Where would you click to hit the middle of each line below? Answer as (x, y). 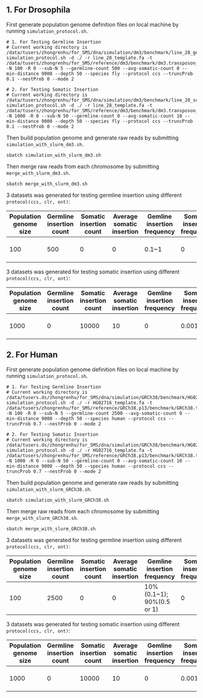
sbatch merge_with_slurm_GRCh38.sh (51, 529)
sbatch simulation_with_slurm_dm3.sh (54, 155)
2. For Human (32, 355)
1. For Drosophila (38, 10)
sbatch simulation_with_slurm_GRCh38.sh (58, 500)
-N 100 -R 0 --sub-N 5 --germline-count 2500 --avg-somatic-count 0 (94, 413)
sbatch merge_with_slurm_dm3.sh (47, 184)
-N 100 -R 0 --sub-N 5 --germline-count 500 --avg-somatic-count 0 (93, 68)
